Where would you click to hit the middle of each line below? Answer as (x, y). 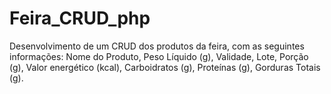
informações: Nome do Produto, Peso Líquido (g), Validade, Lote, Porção (159, 56)
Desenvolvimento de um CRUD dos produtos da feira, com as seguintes (157, 46)
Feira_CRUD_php (80, 18)
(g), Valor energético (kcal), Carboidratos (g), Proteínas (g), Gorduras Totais (165, 67)
